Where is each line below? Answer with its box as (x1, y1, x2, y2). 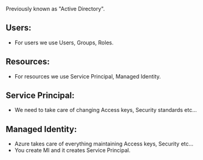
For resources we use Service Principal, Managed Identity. (14, 72, 162, 80)
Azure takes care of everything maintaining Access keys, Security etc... (14, 140, 194, 148)
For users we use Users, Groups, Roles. (14, 39, 114, 46)
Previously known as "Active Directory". (5, 5, 105, 12)
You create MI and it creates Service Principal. (14, 147, 131, 154)
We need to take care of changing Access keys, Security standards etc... (14, 106, 197, 114)
